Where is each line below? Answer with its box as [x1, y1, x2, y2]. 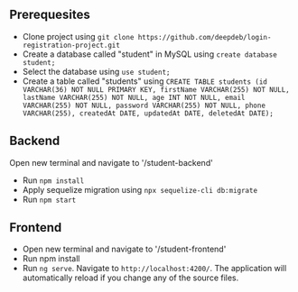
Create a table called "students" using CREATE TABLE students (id [22, 76, 268, 87]
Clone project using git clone [22, 31, 135, 41]
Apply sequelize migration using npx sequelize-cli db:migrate [22, 184, 258, 195]
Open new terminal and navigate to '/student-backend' [9, 157, 214, 168]
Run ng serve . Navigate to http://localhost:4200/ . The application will [22, 263, 287, 274]
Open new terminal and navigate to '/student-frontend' [22, 243, 227, 255]
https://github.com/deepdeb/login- [137, 32, 272, 41]
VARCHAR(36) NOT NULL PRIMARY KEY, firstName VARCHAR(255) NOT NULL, [22, 85, 291, 94]
